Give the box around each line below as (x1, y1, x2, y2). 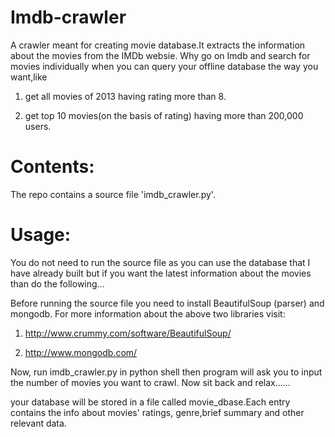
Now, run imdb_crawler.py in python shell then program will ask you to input (10, 366, 323, 378)
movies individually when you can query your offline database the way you (10, 60, 319, 72)
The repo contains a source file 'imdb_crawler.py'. (10, 188, 216, 200)
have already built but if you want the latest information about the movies (10, 267, 312, 279)
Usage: (10, 224, 72, 246)
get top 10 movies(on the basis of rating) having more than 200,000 (24, 109, 304, 121)
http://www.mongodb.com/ (24, 346, 138, 358)
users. (24, 120, 52, 132)
